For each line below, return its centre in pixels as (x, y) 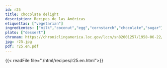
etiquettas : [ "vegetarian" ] (34, 23)
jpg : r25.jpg (19, 42)
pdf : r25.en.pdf (22, 46)
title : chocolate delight (32, 14)
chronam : (14, 37)
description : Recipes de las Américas (45, 19)
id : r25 (13, 10)
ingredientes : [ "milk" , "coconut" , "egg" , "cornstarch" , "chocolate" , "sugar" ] (84, 28)
